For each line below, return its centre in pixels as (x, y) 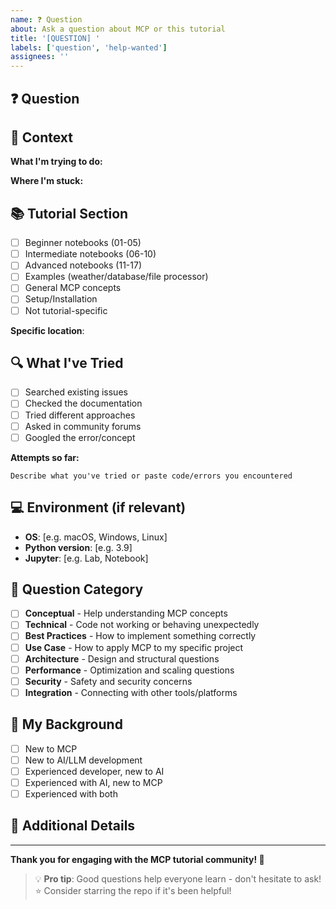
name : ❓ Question (46, 19)
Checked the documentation (83, 403)
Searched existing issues (76, 392)
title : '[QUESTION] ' (55, 38)
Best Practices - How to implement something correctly (140, 636)
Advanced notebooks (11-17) (83, 265)
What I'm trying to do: (56, 162)
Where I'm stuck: (47, 181)
